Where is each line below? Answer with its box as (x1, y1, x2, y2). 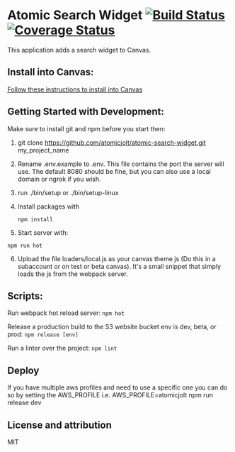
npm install (17, 216, 53, 223)
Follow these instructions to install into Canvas (7, 85, 143, 94)
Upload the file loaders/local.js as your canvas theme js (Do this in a (17, 254, 216, 263)
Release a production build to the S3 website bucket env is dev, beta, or (7, 323, 217, 331)
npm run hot (7, 242, 42, 249)
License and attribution (7, 419, 112, 431)
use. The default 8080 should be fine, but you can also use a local (17, 167, 211, 175)
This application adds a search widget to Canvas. (7, 45, 151, 54)
